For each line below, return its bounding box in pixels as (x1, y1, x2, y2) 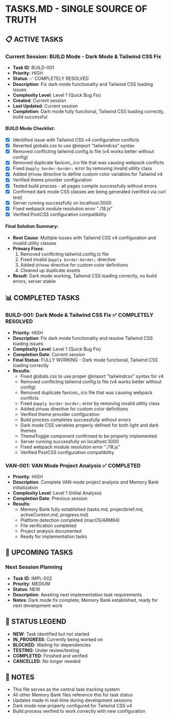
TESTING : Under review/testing (12, 647, 80, 653)
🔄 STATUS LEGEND (5, 617, 66, 626)
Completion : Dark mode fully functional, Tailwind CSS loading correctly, (12, 108, 165, 114)
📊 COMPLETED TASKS (5, 294, 80, 302)
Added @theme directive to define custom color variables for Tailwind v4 (12, 171, 163, 177)
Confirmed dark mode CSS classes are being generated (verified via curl (12, 188, 166, 194)
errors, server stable (12, 278, 56, 285)
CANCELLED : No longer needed (12, 658, 81, 664)
